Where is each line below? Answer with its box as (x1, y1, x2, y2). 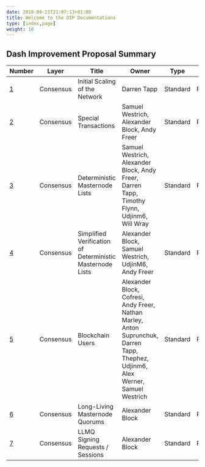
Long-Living (77, 402, 114, 411)
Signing (77, 435, 99, 444)
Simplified (77, 230, 107, 238)
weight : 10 (6, 26, 34, 32)
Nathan (121, 308, 143, 317)
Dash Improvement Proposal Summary (6, 48, 157, 59)
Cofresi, (121, 293, 145, 302)
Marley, (121, 316, 143, 324)
